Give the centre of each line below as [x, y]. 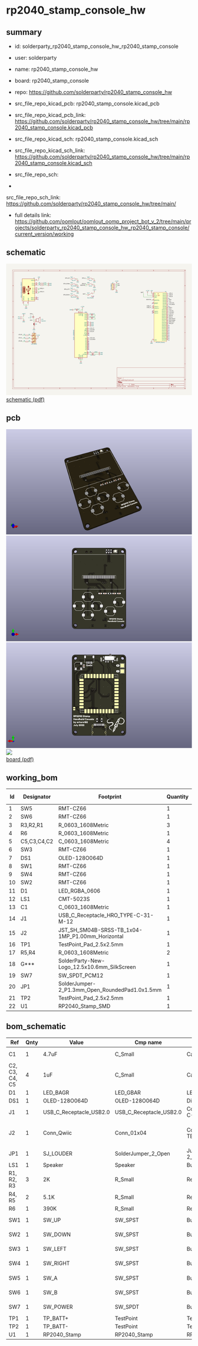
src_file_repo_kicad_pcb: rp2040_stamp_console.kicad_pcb [87, 103]
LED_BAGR [56, 1092]
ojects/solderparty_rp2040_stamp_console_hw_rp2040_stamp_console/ [102, 228]
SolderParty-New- [81, 961]
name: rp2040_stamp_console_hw [56, 69]
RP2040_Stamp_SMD [84, 1006]
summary [24, 32]
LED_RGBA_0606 [79, 891]
